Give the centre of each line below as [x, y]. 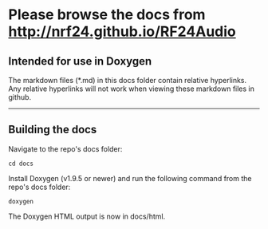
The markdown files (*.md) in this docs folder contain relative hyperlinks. [128, 80]
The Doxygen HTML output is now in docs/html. [87, 216]
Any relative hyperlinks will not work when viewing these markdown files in [132, 89]
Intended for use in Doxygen [80, 61]
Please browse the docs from [107, 15]
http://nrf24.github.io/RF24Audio [122, 32]
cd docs [21, 164]
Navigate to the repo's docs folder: [65, 148]
